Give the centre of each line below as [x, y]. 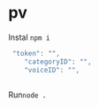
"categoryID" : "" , [58, 61]
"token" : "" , [36, 53]
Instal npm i [29, 37]
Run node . [27, 95]
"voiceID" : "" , [52, 70]
